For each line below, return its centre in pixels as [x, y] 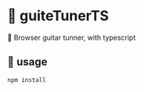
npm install [27, 80]
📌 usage [27, 62]
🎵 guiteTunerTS [58, 16]
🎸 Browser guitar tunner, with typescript [72, 37]
